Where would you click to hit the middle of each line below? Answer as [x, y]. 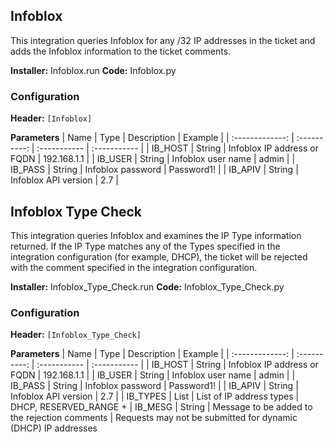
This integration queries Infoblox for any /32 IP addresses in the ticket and [163, 40]
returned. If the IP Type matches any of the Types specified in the [145, 246]
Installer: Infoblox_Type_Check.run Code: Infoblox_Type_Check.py [147, 286]
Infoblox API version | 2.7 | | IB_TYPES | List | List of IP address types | [155, 396]
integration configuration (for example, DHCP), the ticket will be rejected [159, 256]
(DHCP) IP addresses [54, 428]
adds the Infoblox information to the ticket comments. [121, 51]
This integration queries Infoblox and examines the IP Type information [156, 235]
